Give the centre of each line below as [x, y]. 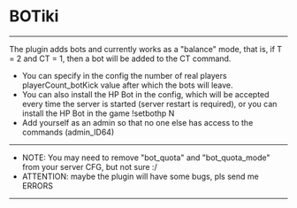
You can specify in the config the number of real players [124, 75]
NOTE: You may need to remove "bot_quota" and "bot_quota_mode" [146, 158]
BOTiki [34, 16]
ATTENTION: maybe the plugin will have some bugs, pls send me [140, 176]
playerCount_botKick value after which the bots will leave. [127, 85]
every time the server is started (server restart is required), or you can [149, 104]
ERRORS [37, 185]
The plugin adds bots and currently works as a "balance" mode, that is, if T [146, 49]
